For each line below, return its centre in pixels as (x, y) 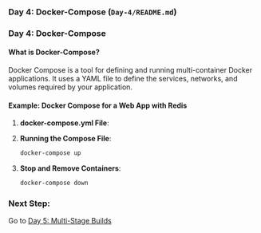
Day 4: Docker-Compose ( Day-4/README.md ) (93, 12)
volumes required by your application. (71, 87)
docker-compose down (54, 183)
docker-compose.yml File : (64, 123)
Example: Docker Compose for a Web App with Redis (98, 105)
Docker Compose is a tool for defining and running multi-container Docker (130, 70)
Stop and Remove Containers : (70, 168)
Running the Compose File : (65, 139)
